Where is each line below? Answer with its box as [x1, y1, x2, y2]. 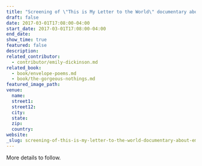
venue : [6, 87, 23, 93]
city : [11, 109, 26, 115]
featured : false [6, 43, 47, 49]
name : [11, 93, 26, 99]
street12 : [11, 103, 36, 110]
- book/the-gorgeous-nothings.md [11, 76, 96, 82]
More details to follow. [6, 154, 61, 161]
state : [11, 115, 28, 121]
